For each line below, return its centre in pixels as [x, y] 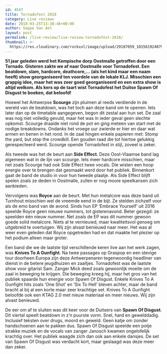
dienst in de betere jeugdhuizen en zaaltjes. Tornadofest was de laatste [78, 263]
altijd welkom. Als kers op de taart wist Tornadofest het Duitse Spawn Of [82, 87]
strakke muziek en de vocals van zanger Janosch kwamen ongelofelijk [78, 331]
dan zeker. [16, 347]
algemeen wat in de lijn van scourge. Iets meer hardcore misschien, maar [80, 159]
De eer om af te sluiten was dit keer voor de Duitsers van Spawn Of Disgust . [83, 310]
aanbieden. [17, 186]
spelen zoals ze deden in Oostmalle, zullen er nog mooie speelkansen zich [82, 180]
